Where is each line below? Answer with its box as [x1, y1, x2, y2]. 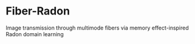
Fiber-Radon [5, 4, 70, 18]
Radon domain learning [5, 30, 64, 37]
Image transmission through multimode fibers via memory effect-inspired [5, 24, 189, 31]
